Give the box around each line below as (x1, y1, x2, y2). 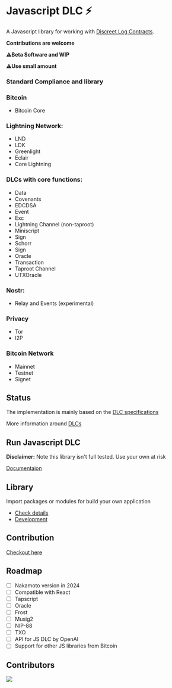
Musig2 (14, 615, 34, 622)
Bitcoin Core (14, 107, 46, 114)
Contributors (6, 660, 55, 670)
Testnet (14, 369, 34, 376)
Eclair (14, 154, 29, 161)
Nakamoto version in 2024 (14, 581, 80, 589)
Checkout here (6, 549, 43, 556)
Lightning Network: (6, 122, 63, 130)
